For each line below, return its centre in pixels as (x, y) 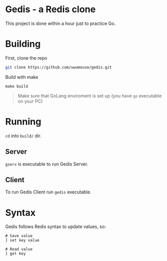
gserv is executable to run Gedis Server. (47, 164)
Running (23, 122)
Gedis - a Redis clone (51, 9)
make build (17, 86)
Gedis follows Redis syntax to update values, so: (56, 226)
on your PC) (30, 101)
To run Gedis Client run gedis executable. (48, 192)
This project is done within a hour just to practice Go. (60, 23)
